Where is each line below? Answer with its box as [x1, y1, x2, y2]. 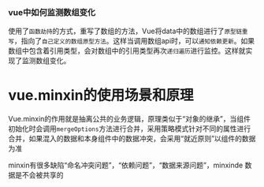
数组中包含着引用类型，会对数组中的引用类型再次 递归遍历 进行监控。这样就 [8, 46, 246, 56]
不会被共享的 [21, 170, 64, 180]
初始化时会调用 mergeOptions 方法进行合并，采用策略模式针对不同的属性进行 [8, 124, 251, 133]
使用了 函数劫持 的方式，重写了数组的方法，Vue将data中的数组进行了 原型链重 [8, 26, 248, 36]
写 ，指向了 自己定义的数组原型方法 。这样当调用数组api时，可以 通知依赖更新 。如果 [8, 36, 255, 46]
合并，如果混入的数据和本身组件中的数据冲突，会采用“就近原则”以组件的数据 [8, 134, 256, 144]
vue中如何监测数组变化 [8, 6, 96, 17]
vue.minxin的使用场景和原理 [8, 87, 195, 104]
